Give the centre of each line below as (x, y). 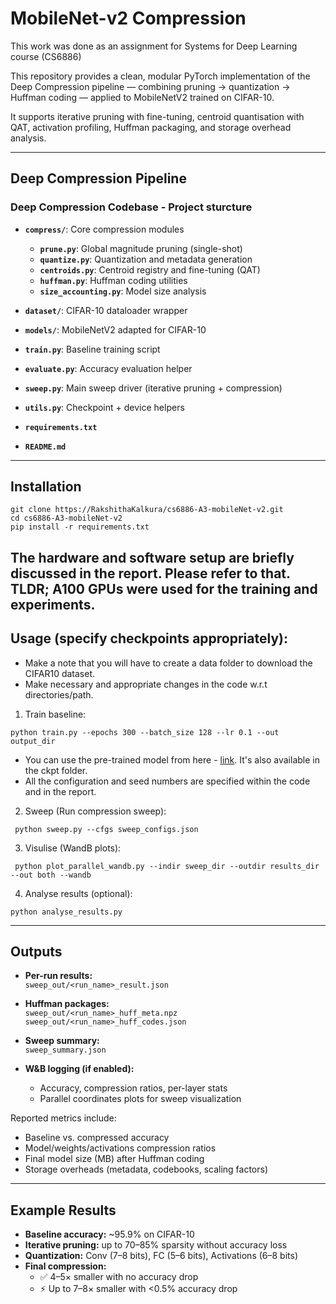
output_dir (33, 741)
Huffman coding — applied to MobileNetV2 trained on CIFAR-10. (142, 97)
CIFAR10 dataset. (60, 673)
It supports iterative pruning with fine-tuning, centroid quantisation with (157, 116)
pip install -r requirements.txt (80, 527)
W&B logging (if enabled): (79, 1069)
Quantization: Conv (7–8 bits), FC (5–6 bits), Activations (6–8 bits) (161, 1256)
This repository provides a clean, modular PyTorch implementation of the (160, 76)
